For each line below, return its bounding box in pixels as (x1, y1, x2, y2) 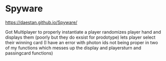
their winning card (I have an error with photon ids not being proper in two (5, 39, 158, 45)
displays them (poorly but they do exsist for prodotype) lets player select (5, 34, 155, 40)
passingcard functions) (5, 50, 54, 56)
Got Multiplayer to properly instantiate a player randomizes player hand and (5, 29, 161, 35)
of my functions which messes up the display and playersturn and (5, 45, 141, 51)
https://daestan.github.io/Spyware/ (5, 19, 78, 25)
